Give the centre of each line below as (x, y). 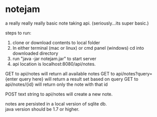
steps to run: (18, 33)
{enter (12, 79)
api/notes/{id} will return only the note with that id (56, 84)
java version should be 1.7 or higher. (42, 109)
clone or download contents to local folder (56, 42)
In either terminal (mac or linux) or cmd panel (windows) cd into (78, 48)
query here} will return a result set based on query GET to (79, 79)
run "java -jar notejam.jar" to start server (54, 58)
